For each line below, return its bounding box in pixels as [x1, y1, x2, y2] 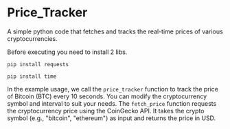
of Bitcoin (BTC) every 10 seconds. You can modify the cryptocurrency [7, 92, 207, 100]
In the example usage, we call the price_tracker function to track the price [7, 85, 218, 93]
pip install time [7, 73, 57, 80]
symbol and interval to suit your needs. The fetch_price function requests [7, 99, 217, 107]
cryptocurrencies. [7, 34, 58, 42]
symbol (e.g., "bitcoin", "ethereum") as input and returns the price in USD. [7, 114, 216, 122]
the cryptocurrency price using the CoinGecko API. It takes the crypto [7, 106, 205, 115]
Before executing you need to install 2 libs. [7, 48, 128, 56]
